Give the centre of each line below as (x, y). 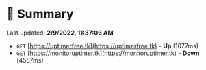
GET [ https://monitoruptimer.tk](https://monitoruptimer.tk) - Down (108, 53)
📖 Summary (40, 14)
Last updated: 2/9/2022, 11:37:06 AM (60, 33)
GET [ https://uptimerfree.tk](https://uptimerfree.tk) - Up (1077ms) (107, 46)
